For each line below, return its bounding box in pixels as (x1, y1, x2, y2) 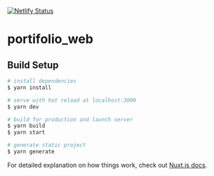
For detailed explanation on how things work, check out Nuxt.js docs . (7, 161, 208, 169)
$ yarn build (7, 123, 46, 130)
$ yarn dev (7, 103, 39, 110)
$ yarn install (7, 84, 52, 91)
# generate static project (7, 142, 86, 149)
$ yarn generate (7, 148, 55, 155)
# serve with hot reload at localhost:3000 (7, 97, 137, 104)
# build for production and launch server (7, 116, 133, 123)
